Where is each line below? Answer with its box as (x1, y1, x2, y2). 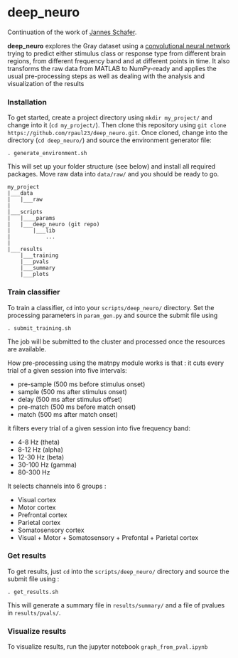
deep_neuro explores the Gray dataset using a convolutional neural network (7, 41, 231, 50)
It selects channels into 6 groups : (7, 482, 107, 490)
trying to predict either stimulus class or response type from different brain (7, 49, 226, 58)
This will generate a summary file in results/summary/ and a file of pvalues (7, 600, 225, 609)
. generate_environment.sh (7, 150, 87, 157)
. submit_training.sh (7, 324, 72, 331)
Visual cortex (17, 495, 57, 504)
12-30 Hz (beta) (17, 452, 65, 461)
